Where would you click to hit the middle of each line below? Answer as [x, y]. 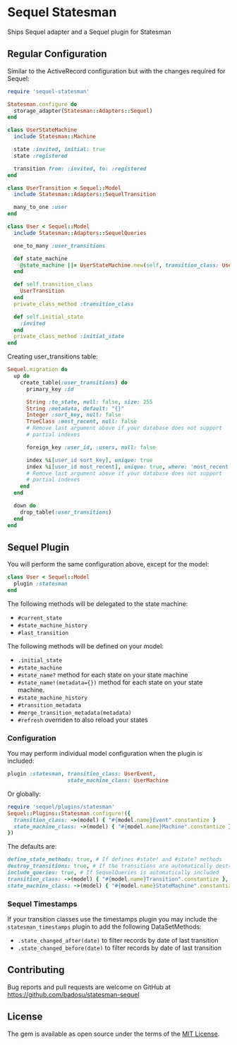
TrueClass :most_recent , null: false [81, 422]
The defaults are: [32, 847]
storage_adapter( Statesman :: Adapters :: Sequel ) [83, 111]
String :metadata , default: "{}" [75, 409]
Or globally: [24, 794]
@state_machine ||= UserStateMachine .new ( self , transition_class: [120, 265]
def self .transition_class [53, 284]
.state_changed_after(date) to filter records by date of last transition [118, 941]
